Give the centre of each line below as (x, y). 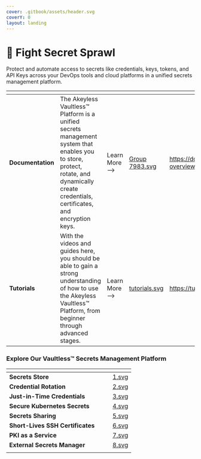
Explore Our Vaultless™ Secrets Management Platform (86, 358)
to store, (72, 159)
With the (72, 236)
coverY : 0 (19, 17)
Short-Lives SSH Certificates (52, 425)
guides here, (78, 251)
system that (77, 144)
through (71, 326)
